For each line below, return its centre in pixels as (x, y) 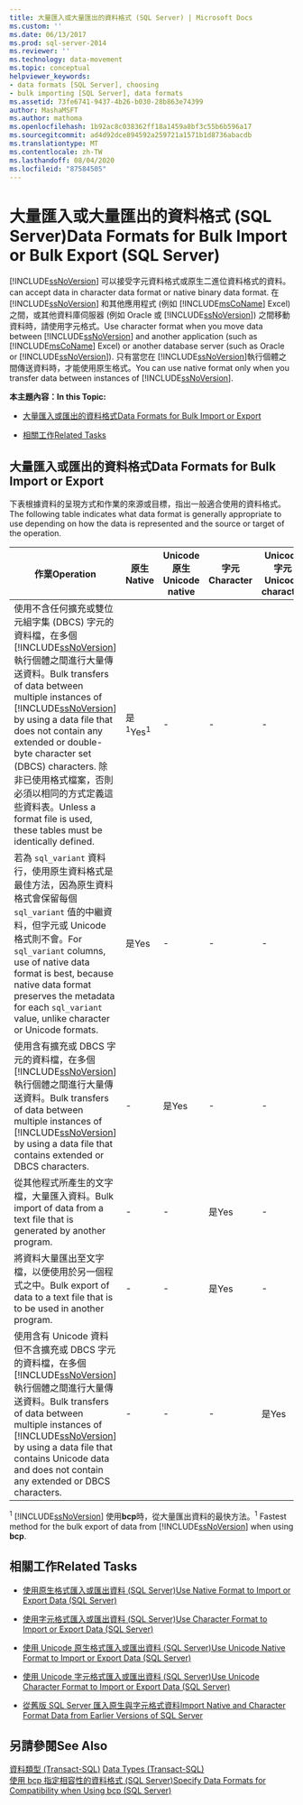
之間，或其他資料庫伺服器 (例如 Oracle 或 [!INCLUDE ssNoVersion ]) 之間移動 (150, 315)
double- (85, 743)
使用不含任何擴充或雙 (60, 608)
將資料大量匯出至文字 (60, 1258)
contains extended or (59, 1155)
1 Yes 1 (138, 731)
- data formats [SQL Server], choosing (84, 85)
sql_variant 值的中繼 (59, 912)
